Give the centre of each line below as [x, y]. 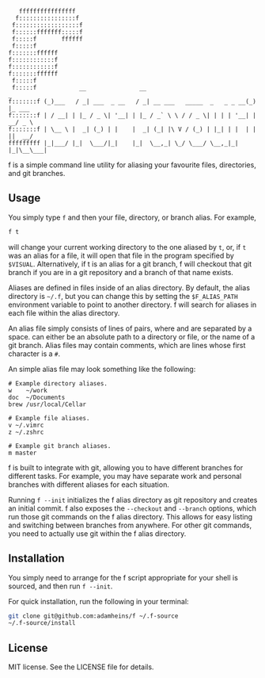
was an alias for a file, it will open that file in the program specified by [121, 255]
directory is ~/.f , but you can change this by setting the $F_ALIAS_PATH [123, 296]
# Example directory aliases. [58, 383]
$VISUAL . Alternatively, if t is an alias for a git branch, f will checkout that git [130, 264]
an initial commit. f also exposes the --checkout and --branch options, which [132, 508]
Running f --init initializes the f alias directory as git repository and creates [133, 500]
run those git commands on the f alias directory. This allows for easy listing [131, 516]
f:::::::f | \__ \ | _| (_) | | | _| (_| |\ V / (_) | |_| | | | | [132, 129]
